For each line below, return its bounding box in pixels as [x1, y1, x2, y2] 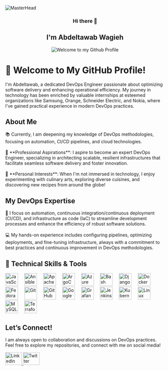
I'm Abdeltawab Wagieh [46, 33, 124, 42]
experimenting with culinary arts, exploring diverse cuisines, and [5, 176, 140, 182]
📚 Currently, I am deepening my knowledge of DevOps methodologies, [5, 131, 154, 137]
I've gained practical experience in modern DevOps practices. [5, 103, 135, 109]
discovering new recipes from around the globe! [5, 182, 106, 188]
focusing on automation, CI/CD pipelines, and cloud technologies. [5, 139, 143, 145]
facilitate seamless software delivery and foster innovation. [5, 160, 128, 166]
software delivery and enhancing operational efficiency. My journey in [5, 86, 151, 92]
